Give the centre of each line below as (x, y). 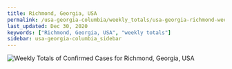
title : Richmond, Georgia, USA (52, 13)
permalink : (23, 20)
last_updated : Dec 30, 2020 (48, 26)
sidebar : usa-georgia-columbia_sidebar (65, 39)
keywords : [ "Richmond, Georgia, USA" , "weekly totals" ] (89, 32)
